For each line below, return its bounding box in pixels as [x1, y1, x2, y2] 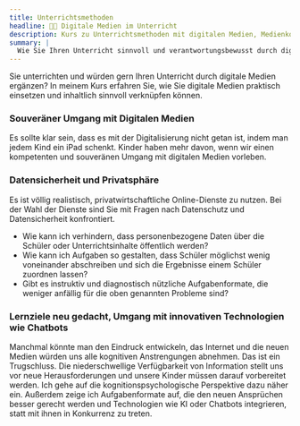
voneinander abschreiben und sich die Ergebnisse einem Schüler [21, 259, 262, 269]
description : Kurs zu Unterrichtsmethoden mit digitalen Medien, [9, 30, 257, 38]
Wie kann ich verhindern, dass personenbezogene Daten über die [21, 230, 265, 242]
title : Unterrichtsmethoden [9, 13, 114, 22]
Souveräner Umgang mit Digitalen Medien [9, 113, 195, 125]
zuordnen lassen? [21, 268, 88, 279]
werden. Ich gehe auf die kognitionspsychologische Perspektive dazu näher [9, 379, 288, 390]
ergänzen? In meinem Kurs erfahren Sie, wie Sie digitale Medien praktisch [9, 81, 281, 91]
